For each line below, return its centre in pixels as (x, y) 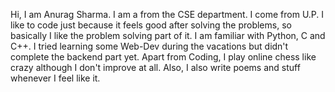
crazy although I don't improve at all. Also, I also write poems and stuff (155, 67)
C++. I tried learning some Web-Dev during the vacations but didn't (149, 46)
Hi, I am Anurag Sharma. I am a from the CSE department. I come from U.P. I (167, 14)
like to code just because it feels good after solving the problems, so (151, 25)
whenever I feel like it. (55, 78)
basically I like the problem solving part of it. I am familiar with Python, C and (168, 35)
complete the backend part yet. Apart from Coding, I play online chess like (163, 57)
